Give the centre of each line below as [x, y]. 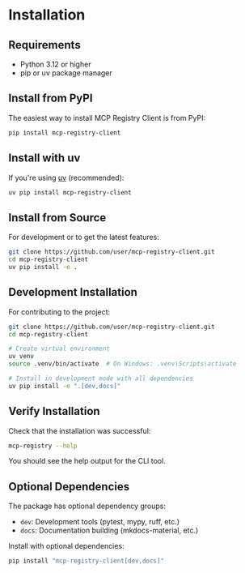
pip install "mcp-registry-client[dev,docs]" [86, 561]
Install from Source [57, 218]
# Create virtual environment [59, 349]
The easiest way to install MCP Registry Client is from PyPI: [107, 118]
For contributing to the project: [59, 312]
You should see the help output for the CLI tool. [87, 461]
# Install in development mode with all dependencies [101, 378]
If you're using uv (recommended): [66, 177]
